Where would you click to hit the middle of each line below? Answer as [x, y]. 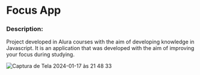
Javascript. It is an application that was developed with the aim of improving [100, 48]
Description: [25, 29]
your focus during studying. [41, 55]
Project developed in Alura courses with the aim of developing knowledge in [100, 42]
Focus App [34, 10]
